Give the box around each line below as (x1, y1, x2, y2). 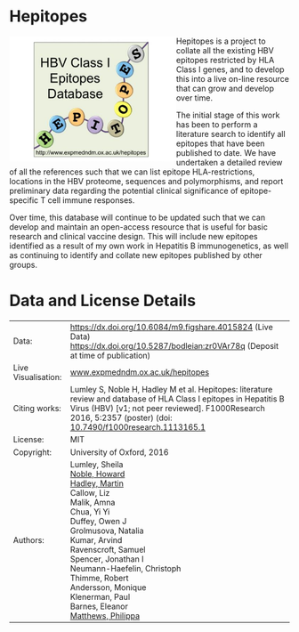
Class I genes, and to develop (176, 64, 285, 75)
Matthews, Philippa (69, 610, 141, 620)
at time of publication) (69, 350, 151, 361)
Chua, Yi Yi (69, 506, 110, 517)
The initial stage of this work (176, 109, 280, 120)
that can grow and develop (176, 83, 274, 93)
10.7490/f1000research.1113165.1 (69, 422, 206, 433)
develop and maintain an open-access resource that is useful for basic (9, 221, 269, 232)
